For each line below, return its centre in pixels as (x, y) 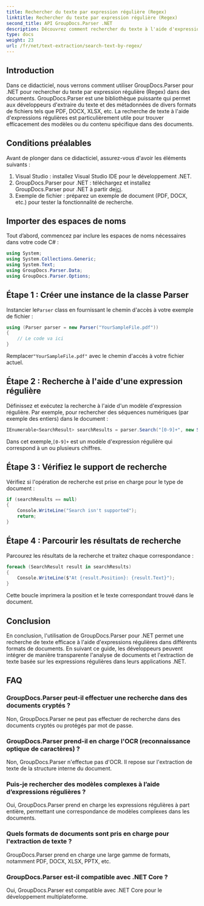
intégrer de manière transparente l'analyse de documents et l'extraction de (100, 655)
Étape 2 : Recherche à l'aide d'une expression (95, 381)
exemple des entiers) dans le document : (57, 418)
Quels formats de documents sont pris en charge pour (88, 834)
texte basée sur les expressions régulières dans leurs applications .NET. (96, 662)
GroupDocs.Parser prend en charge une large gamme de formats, (89, 855)
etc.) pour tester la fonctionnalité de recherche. (74, 202)
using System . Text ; (31, 265)
